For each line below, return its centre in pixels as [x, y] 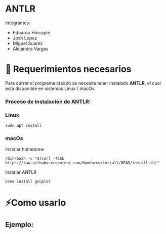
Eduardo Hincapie [31, 32]
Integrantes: [18, 23]
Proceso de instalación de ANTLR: [48, 102]
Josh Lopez [25, 38]
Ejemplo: [19, 225]
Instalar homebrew [25, 149]
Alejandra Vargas [30, 49]
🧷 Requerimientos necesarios [68, 69]
